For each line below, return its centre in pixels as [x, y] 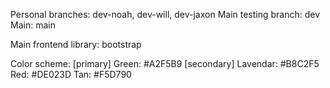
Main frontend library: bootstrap [76, 44]
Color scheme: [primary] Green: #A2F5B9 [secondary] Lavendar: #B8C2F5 [165, 63]
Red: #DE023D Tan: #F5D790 [71, 74]
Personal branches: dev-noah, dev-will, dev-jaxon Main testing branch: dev [165, 14]
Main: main [33, 25]
